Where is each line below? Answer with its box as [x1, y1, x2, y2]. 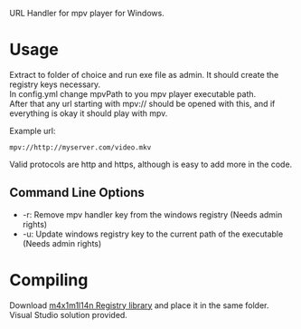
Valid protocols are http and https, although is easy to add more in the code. [9, 159, 293, 169]
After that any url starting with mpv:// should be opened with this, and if [9, 98, 276, 109]
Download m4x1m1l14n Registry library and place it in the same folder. [9, 299, 269, 311]
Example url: [9, 125, 56, 136]
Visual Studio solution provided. [9, 309, 128, 320]
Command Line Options [9, 185, 145, 200]
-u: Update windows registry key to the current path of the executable [22, 228, 284, 239]
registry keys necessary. [9, 79, 101, 90]
